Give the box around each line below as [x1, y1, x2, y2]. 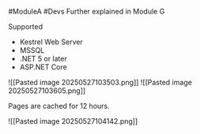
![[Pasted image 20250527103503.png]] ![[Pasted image [8, 78, 192, 87]
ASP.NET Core [19, 62, 67, 72]
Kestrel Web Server [19, 37, 83, 47]
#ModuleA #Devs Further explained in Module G [8, 7, 165, 16]
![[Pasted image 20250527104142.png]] [8, 117, 138, 125]
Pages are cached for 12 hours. [8, 102, 111, 110]
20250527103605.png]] [8, 86, 86, 95]
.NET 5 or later [19, 54, 67, 63]
